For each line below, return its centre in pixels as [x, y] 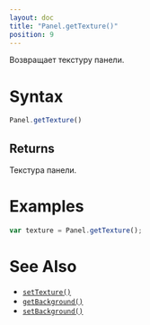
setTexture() [47, 292]
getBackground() [53, 302]
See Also [43, 266]
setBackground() [53, 311]
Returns [32, 148]
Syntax [36, 96]
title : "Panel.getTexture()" [64, 26]
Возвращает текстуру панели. [67, 60]
